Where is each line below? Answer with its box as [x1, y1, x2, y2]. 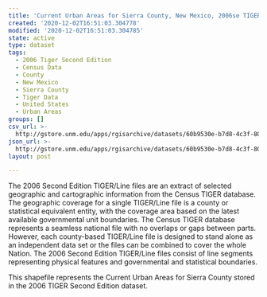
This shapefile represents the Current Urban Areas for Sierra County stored [8, 272, 256, 283]
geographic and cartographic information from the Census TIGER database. [8, 190, 257, 199]
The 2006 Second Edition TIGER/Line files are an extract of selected [8, 181, 232, 191]
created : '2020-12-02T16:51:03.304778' [8, 19, 141, 27]
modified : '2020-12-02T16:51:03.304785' [8, 26, 145, 34]
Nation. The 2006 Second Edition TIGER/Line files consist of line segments [8, 248, 253, 259]
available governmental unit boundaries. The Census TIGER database [8, 215, 236, 225]
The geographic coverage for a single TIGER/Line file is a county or [8, 198, 229, 208]
